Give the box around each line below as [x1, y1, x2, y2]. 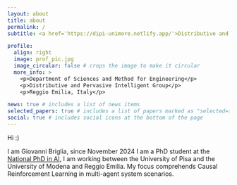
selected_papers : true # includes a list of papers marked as [7, 108, 194, 115]
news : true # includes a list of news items [7, 101, 140, 108]
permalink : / [7, 23, 46, 30]
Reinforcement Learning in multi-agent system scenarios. [7, 170, 174, 178]
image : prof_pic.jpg [13, 56, 74, 63]
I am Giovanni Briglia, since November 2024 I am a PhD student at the [7, 147, 210, 155]
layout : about [7, 10, 49, 18]
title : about [7, 17, 46, 24]
